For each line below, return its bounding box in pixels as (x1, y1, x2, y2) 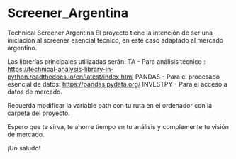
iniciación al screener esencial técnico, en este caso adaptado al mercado (7, 35, 224, 44)
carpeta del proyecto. (7, 109, 71, 117)
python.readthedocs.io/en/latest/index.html (7, 72, 134, 81)
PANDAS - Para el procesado (135, 72, 220, 81)
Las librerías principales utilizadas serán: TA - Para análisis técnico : (7, 57, 206, 65)
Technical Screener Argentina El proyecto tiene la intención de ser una (7, 28, 213, 37)
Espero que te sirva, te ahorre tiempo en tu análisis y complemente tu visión (7, 122, 229, 131)
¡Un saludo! (7, 143, 41, 152)
